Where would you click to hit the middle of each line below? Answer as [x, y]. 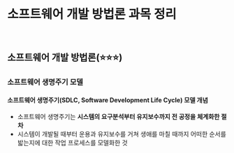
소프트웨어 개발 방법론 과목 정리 [92, 14]
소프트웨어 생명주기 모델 [45, 82]
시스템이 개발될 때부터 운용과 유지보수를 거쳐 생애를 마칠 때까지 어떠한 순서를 [122, 134]
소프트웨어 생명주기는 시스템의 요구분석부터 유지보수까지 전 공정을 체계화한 [118, 117]
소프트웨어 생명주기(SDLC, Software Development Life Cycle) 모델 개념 [108, 100]
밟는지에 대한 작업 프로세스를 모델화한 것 [72, 143]
